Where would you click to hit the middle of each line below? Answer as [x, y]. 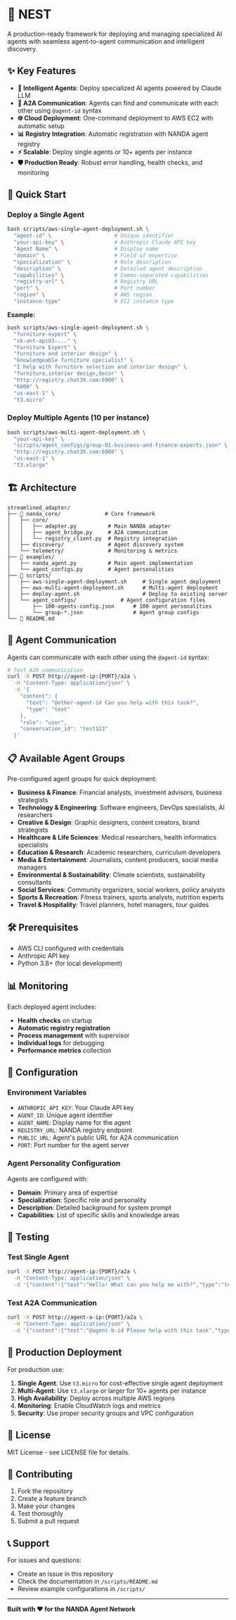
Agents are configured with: [47, 1178]
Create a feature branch [52, 1499]
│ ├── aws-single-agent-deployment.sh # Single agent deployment [114, 581]
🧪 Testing [28, 1237]
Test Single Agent [38, 1257]
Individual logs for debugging [61, 1042]
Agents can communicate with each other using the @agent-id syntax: [108, 657]
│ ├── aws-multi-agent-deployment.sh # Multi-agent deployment [113, 587]
